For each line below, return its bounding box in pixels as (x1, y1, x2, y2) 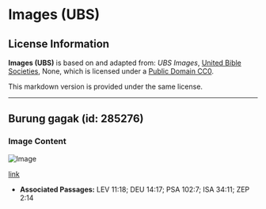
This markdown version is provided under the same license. (8, 82, 203, 91)
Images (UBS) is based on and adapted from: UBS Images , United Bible (8, 58, 241, 67)
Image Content (8, 136, 67, 147)
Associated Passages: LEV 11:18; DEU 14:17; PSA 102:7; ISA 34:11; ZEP (19, 184, 250, 194)
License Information (8, 37, 109, 51)
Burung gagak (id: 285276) (8, 112, 144, 126)
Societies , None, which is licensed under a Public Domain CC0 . (8, 66, 215, 76)
